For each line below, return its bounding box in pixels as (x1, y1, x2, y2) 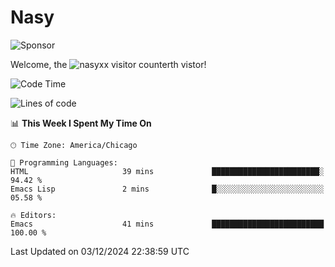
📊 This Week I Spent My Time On (10, 117, 152, 129)
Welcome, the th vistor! (10, 58, 207, 70)
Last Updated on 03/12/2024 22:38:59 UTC (10, 245, 190, 257)
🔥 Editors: (10, 210, 57, 220)
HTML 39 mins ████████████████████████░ (10, 166, 325, 176)
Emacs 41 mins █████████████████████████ (10, 219, 325, 229)
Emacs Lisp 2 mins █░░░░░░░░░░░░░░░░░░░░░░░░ (10, 184, 325, 194)
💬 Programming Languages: (10, 157, 118, 168)
